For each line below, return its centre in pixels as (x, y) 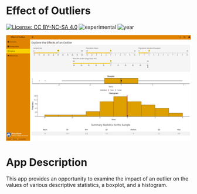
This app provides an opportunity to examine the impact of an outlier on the (97, 178)
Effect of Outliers (48, 11)
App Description (47, 163)
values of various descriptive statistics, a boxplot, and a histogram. (87, 185)
